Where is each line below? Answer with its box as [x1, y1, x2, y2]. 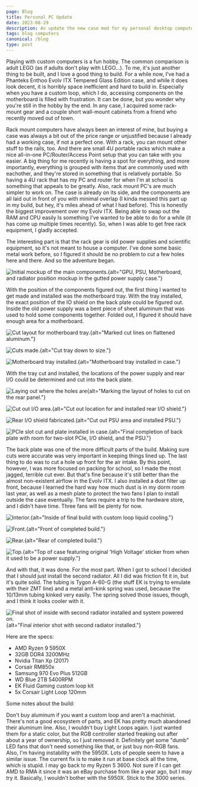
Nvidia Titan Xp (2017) [14, 657, 69, 664]
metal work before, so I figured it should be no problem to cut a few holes [6, 250, 184, 257]
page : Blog [6, 8, 33, 15]
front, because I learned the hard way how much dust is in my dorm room [6, 483, 184, 491]
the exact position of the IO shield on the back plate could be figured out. [6, 298, 184, 305]
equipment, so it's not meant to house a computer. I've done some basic [6, 244, 181, 251]
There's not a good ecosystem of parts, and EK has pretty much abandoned [6, 717, 191, 725]
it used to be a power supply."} [6, 554, 81, 562]
